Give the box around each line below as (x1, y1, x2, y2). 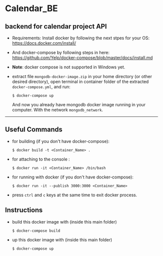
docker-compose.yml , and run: (12, 84, 71, 90)
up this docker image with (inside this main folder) (12, 237, 113, 242)
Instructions (5, 206, 43, 214)
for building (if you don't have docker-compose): (12, 138, 110, 144)
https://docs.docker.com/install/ (12, 40, 76, 46)
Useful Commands (5, 126, 63, 134)
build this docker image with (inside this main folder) (12, 219, 117, 224)
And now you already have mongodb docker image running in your (12, 102, 146, 107)
